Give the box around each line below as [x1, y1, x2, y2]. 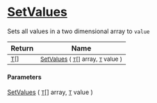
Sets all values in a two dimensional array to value [7, 27, 150, 35]
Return [10, 43, 34, 53]
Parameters [7, 73, 42, 81]
